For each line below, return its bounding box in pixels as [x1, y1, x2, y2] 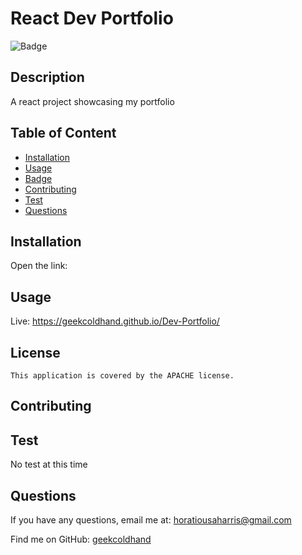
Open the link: [10, 260, 68, 272]
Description [10, 69, 85, 86]
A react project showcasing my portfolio [10, 95, 175, 107]
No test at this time [10, 458, 88, 471]
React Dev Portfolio [10, 7, 174, 30]
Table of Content [10, 125, 117, 142]
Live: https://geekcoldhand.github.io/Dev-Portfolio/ [10, 315, 220, 327]
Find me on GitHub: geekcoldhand [10, 533, 152, 546]
